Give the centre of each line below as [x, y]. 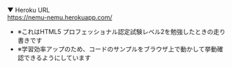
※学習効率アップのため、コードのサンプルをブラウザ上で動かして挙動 [117, 49]
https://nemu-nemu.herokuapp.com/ [60, 17]
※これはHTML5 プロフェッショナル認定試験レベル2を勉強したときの [115, 32]
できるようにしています [57, 58]
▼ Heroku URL [29, 10]
